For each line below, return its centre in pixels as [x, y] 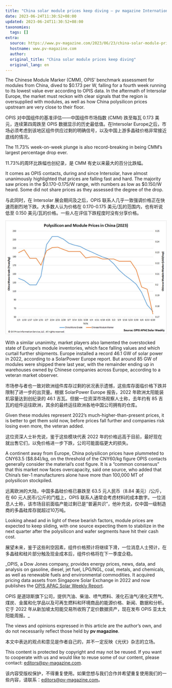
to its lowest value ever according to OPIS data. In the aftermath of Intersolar [86, 91]
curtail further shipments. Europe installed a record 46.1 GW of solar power [84, 353]
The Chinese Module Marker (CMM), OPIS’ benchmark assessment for [80, 80]
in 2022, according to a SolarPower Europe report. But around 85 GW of [81, 359]
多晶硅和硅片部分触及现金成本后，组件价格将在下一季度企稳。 [70, 553]
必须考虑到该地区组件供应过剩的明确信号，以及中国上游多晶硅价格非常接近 [88, 131]
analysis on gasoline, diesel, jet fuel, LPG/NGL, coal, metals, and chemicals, [85, 569]
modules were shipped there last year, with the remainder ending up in [80, 364]
